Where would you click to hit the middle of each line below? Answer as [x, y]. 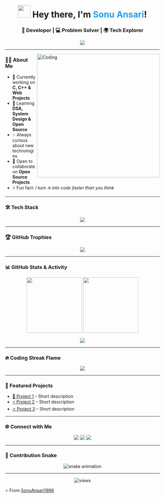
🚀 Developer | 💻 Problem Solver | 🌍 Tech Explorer [82, 31]
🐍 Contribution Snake [31, 456]
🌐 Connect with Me [29, 427]
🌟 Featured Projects [29, 385]
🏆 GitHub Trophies [28, 237]
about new [23, 145]
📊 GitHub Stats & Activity [36, 268]
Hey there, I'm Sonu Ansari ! [90, 15]
